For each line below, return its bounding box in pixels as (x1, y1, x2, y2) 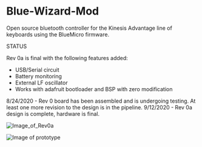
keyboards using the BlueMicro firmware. (6, 30, 110, 38)
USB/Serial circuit (15, 66, 59, 73)
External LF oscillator (15, 79, 68, 86)
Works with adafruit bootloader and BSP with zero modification (15, 85, 173, 92)
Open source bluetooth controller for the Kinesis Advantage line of (6, 24, 173, 32)
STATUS (6, 43, 27, 50)
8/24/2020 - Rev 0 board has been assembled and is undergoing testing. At (6, 97, 196, 104)
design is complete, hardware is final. (6, 110, 100, 117)
